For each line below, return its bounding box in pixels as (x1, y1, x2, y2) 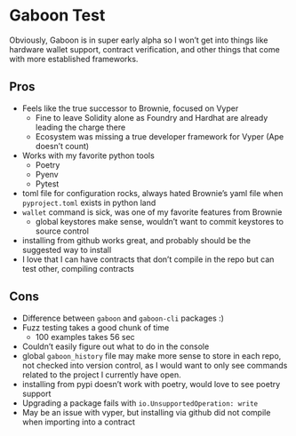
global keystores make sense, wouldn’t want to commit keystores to (35, 216, 284, 226)
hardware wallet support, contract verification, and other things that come (9, 44, 280, 54)
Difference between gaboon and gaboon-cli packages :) (21, 313, 225, 323)
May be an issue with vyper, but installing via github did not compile (21, 407, 271, 417)
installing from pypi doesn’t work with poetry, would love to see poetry (21, 378, 281, 389)
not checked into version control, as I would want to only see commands (21, 360, 288, 370)
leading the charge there (35, 122, 126, 132)
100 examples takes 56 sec (35, 331, 135, 342)
